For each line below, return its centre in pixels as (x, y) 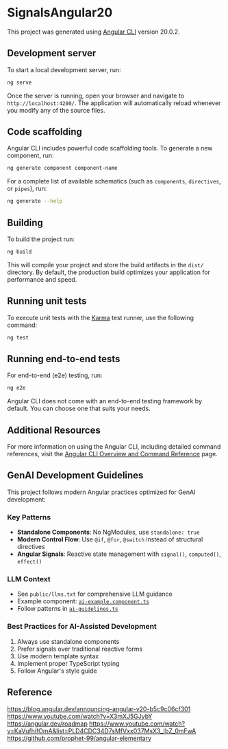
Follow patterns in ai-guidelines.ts (67, 609)
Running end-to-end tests (64, 359)
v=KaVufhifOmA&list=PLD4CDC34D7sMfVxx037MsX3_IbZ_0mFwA (102, 730)
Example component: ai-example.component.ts (83, 601)
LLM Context (29, 579)
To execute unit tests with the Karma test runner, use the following (100, 317)
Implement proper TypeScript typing (68, 663)
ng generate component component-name (62, 168)
